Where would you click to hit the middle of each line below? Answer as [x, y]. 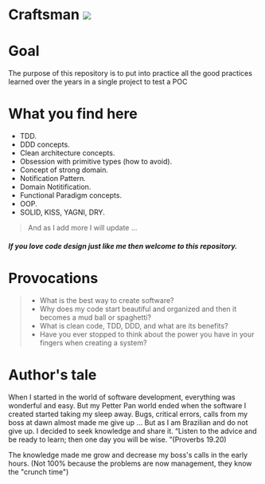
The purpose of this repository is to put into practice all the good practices [131, 73]
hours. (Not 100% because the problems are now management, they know [130, 463]
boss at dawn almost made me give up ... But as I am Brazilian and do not [128, 422]
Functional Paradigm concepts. [70, 195]
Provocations [53, 278]
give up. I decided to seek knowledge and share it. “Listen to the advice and [132, 431]
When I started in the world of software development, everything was [122, 397]
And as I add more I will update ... [82, 228]
